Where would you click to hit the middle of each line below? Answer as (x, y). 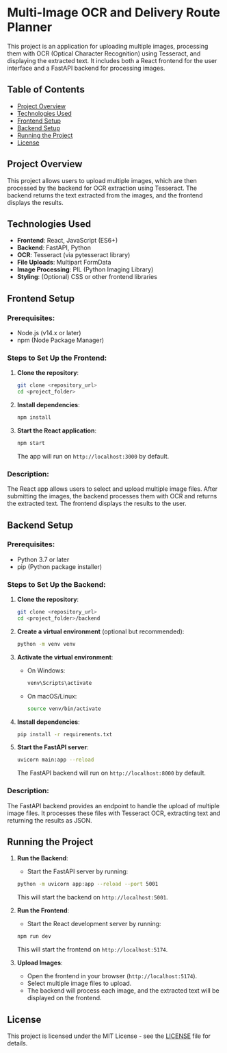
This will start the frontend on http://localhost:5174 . (92, 949)
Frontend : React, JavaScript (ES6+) (67, 241)
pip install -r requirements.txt (65, 734)
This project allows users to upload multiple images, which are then (102, 180)
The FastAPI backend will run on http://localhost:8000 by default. (111, 773)
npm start (31, 443)
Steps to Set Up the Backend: (56, 584)
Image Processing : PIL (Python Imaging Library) (85, 269)
